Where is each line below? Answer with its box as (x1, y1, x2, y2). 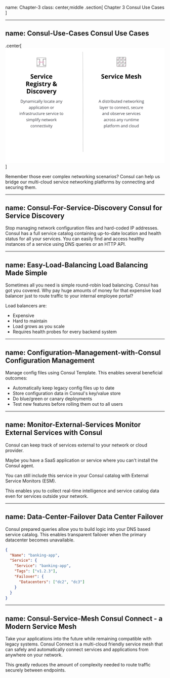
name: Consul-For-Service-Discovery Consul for (5, 203, 163, 212)
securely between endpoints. (5, 667, 66, 673)
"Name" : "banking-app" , (10, 553, 60, 558)
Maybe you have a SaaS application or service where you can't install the (5, 457, 158, 463)
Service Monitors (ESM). (5, 477, 57, 484)
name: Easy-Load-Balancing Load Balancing (5, 261, 148, 269)
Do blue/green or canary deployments (12, 396, 93, 402)
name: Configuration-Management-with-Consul (5, 348, 161, 357)
